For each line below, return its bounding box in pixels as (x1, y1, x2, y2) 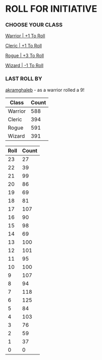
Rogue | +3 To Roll (5, 53, 44, 59)
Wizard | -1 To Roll (5, 62, 44, 69)
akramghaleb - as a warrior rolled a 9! (5, 87, 85, 93)
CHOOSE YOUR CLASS (5, 21, 63, 29)
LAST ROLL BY (5, 75, 42, 82)
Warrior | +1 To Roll (5, 33, 45, 39)
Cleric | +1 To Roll (5, 43, 42, 49)
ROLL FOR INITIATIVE (5, 3, 97, 15)
